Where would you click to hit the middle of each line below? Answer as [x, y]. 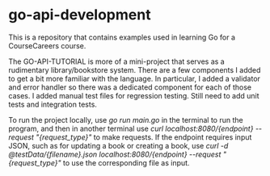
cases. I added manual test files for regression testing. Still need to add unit [134, 95]
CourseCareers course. [47, 45]
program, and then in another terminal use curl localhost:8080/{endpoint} [131, 128]
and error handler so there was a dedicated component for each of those [130, 87]
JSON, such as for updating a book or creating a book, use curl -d [118, 145]
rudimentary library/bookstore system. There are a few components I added [135, 69]
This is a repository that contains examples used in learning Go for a [122, 37]
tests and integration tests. [53, 104]
